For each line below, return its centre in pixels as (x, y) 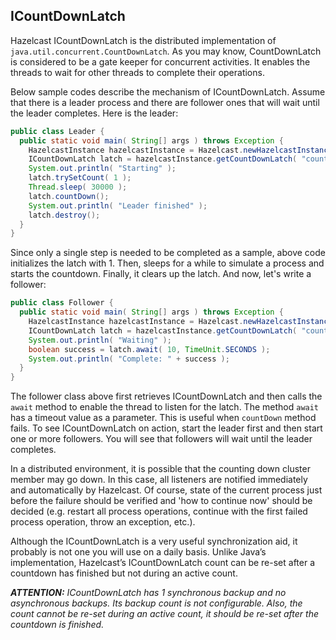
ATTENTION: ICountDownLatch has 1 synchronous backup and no (148, 593)
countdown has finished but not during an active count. (124, 573)
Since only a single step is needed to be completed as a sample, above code (168, 253)
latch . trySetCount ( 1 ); (80, 178)
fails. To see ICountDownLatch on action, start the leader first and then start (166, 428)
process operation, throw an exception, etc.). (103, 522)
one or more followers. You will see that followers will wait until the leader (161, 439)
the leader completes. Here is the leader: (94, 113)
